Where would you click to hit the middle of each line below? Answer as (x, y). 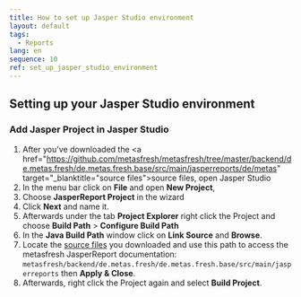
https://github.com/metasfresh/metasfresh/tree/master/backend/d (169, 159)
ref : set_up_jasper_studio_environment (84, 68)
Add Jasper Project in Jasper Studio (89, 129)
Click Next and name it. (65, 206)
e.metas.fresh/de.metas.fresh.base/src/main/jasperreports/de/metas (150, 168)
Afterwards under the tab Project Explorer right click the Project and (149, 215)
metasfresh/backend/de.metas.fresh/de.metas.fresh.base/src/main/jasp (157, 264)
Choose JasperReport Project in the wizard (103, 197)
